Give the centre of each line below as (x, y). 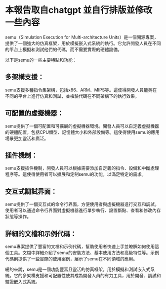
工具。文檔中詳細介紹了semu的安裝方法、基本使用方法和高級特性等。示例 (84, 253)
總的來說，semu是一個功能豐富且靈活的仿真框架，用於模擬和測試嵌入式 (78, 269)
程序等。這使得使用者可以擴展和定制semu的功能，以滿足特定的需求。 (76, 174)
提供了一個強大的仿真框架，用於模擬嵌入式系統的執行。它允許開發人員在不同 (83, 43)
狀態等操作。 (18, 217)
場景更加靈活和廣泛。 (27, 138)
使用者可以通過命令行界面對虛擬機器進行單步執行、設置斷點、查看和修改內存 (83, 210)
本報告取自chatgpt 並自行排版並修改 (79, 10)
